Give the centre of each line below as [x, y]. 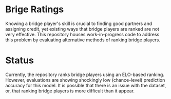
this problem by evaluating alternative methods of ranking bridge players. [83, 40]
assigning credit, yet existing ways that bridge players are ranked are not [82, 29]
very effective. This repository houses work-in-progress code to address [82, 34]
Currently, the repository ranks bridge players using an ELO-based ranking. [85, 75]
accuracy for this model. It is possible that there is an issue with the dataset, [86, 85]
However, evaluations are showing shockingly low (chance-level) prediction [85, 80]
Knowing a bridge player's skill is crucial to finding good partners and [79, 23]
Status [20, 60]
